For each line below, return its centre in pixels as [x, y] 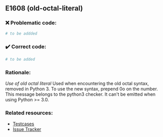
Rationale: [18, 72]
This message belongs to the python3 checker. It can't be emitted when [80, 94]
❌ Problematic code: [31, 23]
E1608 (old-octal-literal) [44, 8]
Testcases [23, 124]
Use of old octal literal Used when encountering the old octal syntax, [77, 84]
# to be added [20, 59]
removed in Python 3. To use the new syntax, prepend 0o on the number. [82, 89]
